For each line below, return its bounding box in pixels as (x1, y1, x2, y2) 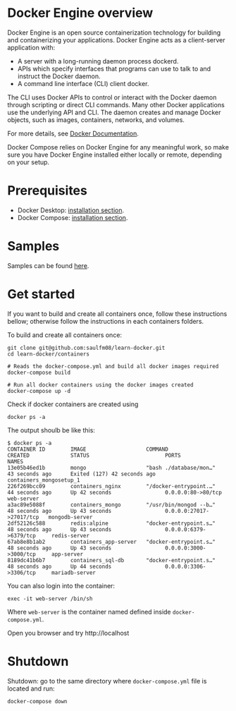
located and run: (7, 684, 55, 693)
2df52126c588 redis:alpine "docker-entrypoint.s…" (7, 520, 216, 527)
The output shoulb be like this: (7, 425, 95, 435)
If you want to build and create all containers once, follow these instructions (7, 309, 228, 318)
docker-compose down (7, 698, 68, 705)
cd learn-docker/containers (7, 351, 90, 358)
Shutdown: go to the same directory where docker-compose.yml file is (7, 676, 207, 685)
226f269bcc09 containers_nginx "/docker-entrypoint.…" (7, 482, 216, 490)
